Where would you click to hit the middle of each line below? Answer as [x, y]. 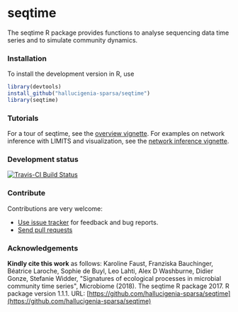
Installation [27, 58]
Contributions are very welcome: [55, 208]
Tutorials [23, 118]
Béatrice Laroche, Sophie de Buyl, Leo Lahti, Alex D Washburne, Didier [110, 271]
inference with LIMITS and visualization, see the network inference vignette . [118, 141]
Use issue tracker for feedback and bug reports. [88, 222]
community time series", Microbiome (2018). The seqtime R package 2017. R [119, 286]
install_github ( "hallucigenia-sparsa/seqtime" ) [79, 93]
